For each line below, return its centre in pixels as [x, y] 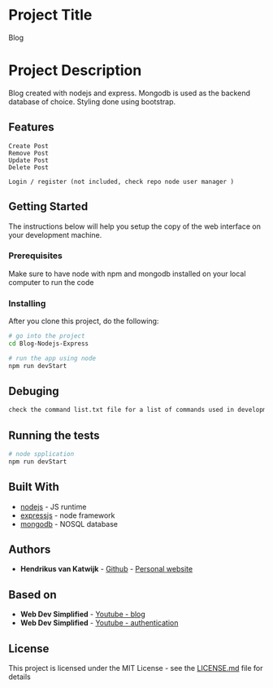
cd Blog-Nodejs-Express [49, 344]
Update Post [28, 160]
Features [31, 127]
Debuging [34, 391]
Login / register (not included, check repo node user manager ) [121, 182]
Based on [32, 595]
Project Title [50, 15]
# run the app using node [52, 358]
